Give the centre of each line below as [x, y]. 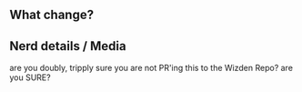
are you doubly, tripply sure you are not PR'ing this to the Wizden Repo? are [151, 68]
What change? [51, 15]
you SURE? [30, 77]
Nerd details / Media [68, 46]
